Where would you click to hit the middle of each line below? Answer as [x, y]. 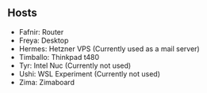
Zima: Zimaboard [46, 82]
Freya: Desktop [44, 40]
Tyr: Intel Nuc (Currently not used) [75, 65]
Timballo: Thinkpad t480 [59, 57]
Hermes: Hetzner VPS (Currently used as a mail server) [109, 48]
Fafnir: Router [41, 32]
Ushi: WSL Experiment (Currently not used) [89, 73]
